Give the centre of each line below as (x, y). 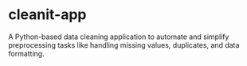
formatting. (27, 53)
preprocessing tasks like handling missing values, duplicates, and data (124, 45)
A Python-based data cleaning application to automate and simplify (119, 37)
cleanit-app (47, 15)
